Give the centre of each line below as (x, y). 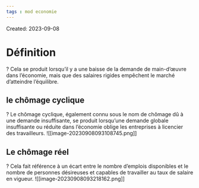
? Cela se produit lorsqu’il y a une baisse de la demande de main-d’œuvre (97, 69)
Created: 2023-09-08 (33, 28)
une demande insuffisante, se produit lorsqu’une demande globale (87, 121)
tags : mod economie (32, 12)
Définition (31, 52)
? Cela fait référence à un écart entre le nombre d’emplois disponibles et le (97, 166)
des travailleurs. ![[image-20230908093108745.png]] (72, 133)
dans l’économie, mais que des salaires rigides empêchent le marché (91, 75)
